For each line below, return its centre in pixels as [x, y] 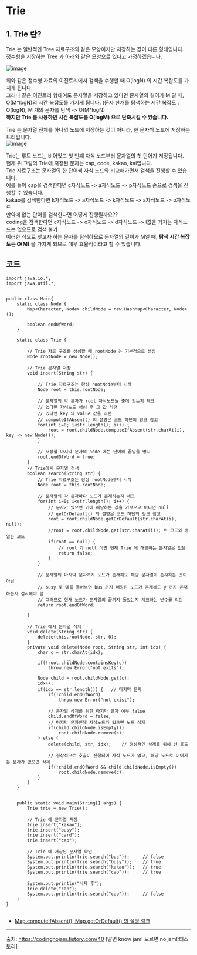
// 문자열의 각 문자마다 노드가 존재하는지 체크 [86, 496]
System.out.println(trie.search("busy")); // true [94, 862]
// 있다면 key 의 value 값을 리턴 [74, 413]
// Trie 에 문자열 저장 [52, 819]
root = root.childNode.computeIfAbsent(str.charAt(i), [116, 430]
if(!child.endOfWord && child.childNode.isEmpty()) [112, 767]
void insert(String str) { [60, 373]
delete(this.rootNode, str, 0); [77, 637]
